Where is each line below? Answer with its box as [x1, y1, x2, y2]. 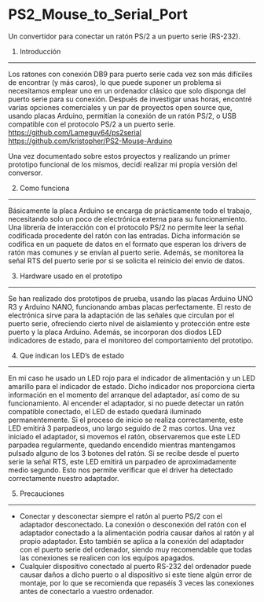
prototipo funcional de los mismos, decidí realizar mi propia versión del [8, 160, 238, 169]
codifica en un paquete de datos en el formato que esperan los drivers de [8, 239, 247, 248]
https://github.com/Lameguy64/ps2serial [8, 127, 141, 137]
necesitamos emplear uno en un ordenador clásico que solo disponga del [8, 86, 246, 95]
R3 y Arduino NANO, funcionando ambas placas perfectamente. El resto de [8, 302, 251, 311]
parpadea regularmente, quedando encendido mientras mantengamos [8, 440, 236, 450]
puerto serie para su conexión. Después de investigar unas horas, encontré [8, 94, 252, 104]
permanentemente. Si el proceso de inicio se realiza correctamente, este [8, 415, 244, 424]
